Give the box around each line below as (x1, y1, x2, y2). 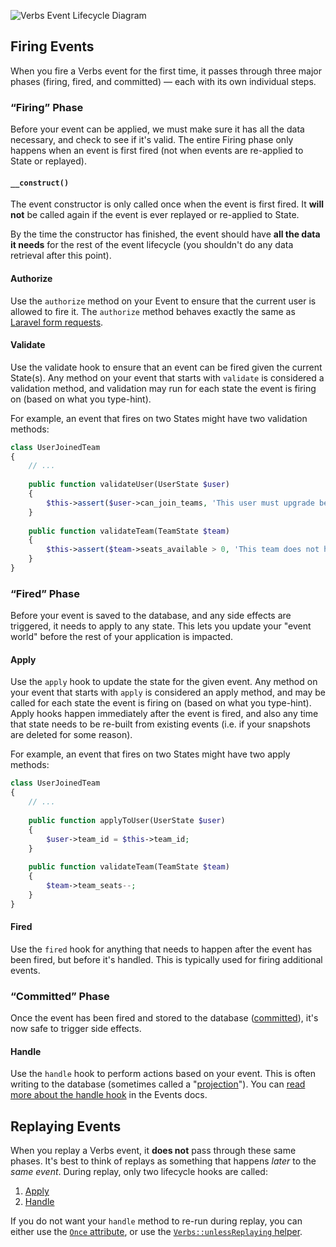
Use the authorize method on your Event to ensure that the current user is (10, 295, 317, 307)
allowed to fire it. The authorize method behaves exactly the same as (10, 305, 296, 317)
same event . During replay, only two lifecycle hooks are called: (10, 1166, 268, 1178)
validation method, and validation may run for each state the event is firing (10, 382, 317, 394)
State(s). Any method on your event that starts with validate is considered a (10, 371, 325, 384)
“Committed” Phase (10, 989, 110, 1003)
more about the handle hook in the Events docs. (10, 1089, 208, 1101)
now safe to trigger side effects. (10, 1023, 142, 1035)
